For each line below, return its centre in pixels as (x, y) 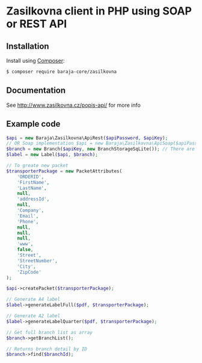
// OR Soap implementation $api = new (55, 144)
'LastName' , (32, 188)
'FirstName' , (33, 182)
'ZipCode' (29, 272)
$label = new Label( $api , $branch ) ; (52, 155)
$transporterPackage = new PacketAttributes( (64, 171)
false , (25, 250)
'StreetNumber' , (38, 260)
